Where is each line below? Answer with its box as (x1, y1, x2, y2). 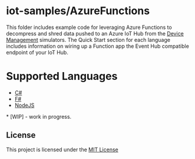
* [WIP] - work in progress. (6, 113, 72, 120)
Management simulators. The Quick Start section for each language (6, 36, 171, 43)
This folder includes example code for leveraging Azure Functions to (6, 24, 172, 31)
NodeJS (14, 102, 35, 109)
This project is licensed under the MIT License (6, 146, 119, 153)
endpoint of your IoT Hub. (6, 48, 69, 56)
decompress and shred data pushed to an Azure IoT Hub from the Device (6, 30, 184, 37)
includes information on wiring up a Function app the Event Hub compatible (6, 43, 190, 50)
